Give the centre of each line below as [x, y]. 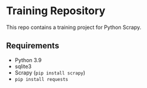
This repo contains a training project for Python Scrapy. [74, 27]
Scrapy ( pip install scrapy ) [50, 73]
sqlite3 [23, 66]
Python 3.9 [28, 60]
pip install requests [41, 79]
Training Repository [56, 11]
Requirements [33, 46]
